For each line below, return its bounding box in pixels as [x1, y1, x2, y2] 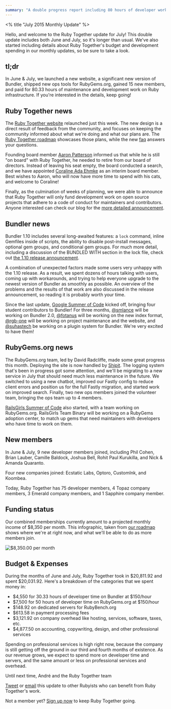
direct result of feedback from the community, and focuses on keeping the [5, 126, 161, 132]
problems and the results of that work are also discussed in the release [5, 286, 154, 293]
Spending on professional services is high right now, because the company [5, 641, 163, 647]
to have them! [5, 329, 34, 335]
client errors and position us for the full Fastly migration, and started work [5, 384, 160, 390]
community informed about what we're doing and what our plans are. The [5, 131, 160, 137]
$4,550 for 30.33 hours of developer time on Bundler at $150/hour [12, 593, 152, 600]
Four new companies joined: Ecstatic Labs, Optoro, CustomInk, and [5, 469, 147, 476]
